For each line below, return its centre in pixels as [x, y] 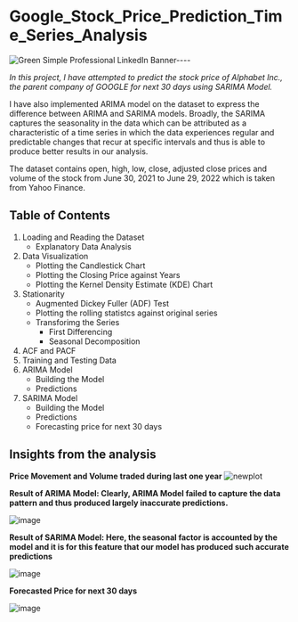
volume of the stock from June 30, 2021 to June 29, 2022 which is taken [142, 178]
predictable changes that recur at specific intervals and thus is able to [137, 142]
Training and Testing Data [69, 360]
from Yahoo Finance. [48, 187]
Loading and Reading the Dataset [83, 237]
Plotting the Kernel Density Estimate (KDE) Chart [124, 284]
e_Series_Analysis [79, 35]
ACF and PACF [49, 350]
